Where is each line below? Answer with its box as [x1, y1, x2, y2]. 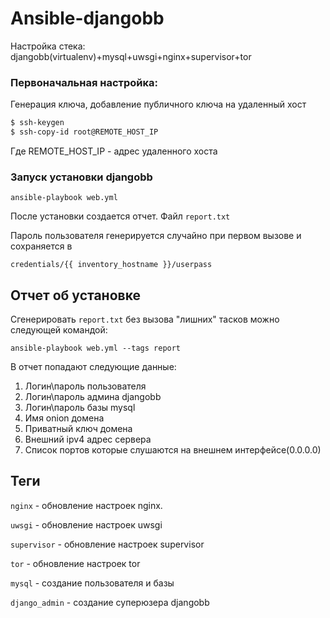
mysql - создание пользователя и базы [10, 577, 175, 589]
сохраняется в [10, 240, 73, 252]
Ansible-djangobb [10, 7, 165, 30]
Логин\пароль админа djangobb [24, 391, 162, 403]
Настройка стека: [10, 40, 86, 52]
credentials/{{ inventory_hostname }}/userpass [10, 260, 213, 270]
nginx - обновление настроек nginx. [10, 499, 163, 511]
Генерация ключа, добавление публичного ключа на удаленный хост [10, 98, 307, 111]
